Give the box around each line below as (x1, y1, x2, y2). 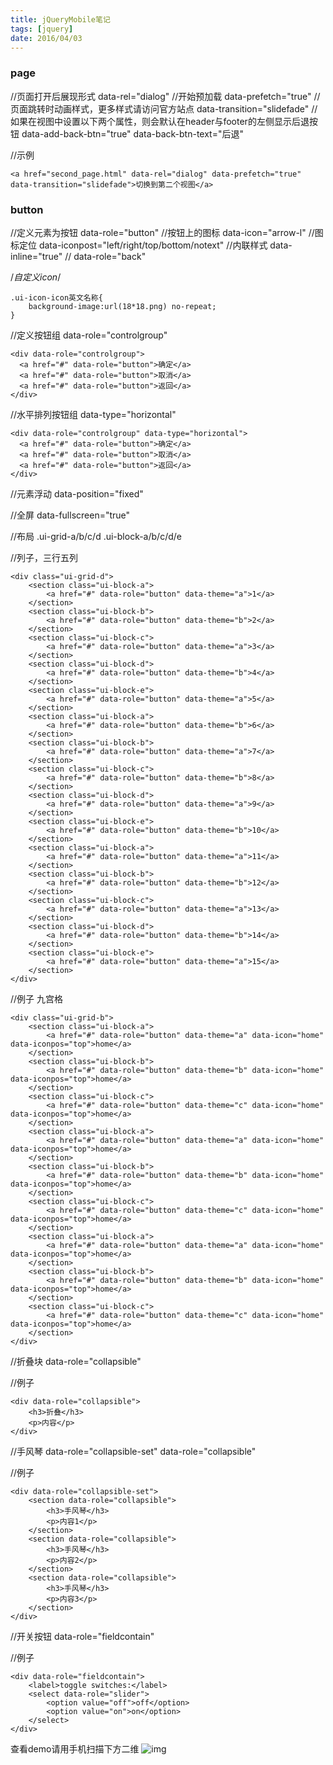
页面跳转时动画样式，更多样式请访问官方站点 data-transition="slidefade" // (10, 102, 318, 115)
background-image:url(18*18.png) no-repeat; (28, 301, 217, 311)
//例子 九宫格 (10, 992, 64, 1005)
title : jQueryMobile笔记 (10, 14, 111, 25)
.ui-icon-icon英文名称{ (10, 292, 103, 303)
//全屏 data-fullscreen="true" (10, 509, 131, 521)
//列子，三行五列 (10, 551, 79, 563)
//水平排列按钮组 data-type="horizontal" (10, 408, 177, 420)
